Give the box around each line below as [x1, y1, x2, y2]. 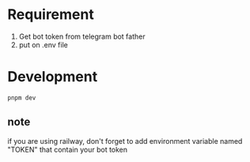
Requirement [7, 6, 94, 24]
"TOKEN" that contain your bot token [7, 145, 128, 154]
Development [7, 68, 98, 86]
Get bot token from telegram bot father [18, 32, 146, 41]
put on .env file [18, 40, 68, 49]
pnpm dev [7, 93, 36, 102]
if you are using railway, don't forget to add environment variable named [7, 136, 243, 145]
